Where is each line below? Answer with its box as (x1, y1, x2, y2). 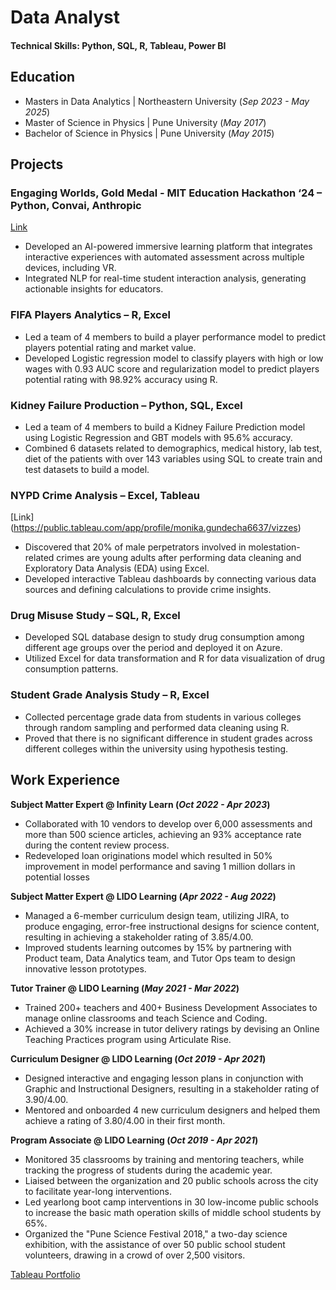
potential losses (24, 871, 90, 883)
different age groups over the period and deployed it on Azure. (24, 642, 283, 654)
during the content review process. (24, 839, 170, 851)
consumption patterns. (24, 663, 119, 675)
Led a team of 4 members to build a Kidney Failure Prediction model (24, 421, 306, 433)
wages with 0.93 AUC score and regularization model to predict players (24, 362, 320, 375)
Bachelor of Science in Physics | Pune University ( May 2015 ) (24, 127, 275, 139)
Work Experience (10, 772, 121, 789)
